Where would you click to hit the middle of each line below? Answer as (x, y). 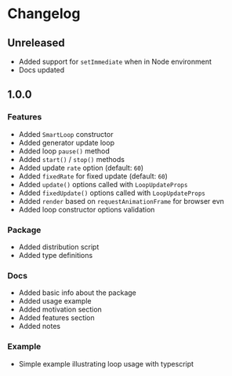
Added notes (39, 326)
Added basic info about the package (77, 293)
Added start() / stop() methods (71, 159)
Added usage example (55, 301)
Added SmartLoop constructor (66, 134)
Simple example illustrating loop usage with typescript (106, 363)
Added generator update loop (67, 142)
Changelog (44, 14)
